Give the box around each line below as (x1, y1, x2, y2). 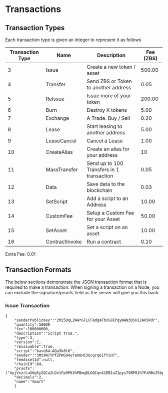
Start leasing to (86, 123, 122, 130)
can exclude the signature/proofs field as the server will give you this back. (5, 289, 160, 295)
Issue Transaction (5, 302, 50, 309)
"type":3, (14, 335, 35, 340)
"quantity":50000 (14, 322, 50, 327)
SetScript (45, 198, 68, 205)
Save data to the (86, 180, 125, 187)
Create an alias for (86, 145, 130, 152)
